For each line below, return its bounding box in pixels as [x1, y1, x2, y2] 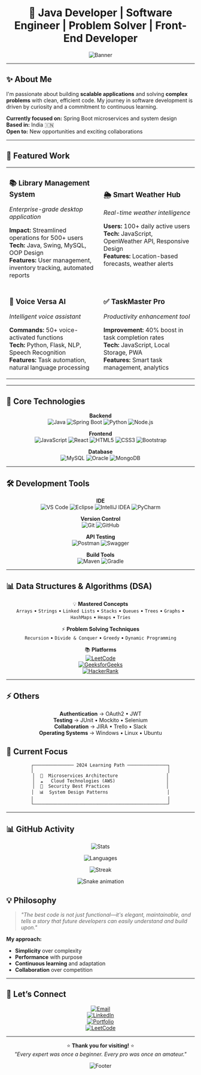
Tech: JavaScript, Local [103, 341, 170, 349]
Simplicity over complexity [14, 947, 82, 954]
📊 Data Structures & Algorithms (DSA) [6, 581, 153, 591]
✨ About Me [6, 74, 52, 85]
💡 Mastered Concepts [72, 600, 129, 607]
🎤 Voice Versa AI [9, 297, 66, 306]
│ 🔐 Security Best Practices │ [32, 783, 169, 789]
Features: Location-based [103, 252, 178, 260]
